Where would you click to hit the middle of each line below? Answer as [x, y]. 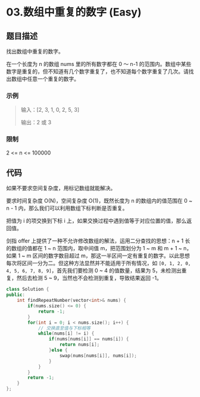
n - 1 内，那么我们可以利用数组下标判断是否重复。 [67, 208]
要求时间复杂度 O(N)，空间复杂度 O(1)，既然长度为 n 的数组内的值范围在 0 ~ [99, 201]
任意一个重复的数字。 [53, 79]
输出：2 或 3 [36, 122]
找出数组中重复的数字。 [35, 51]
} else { [58, 350]
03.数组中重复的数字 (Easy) [74, 12]
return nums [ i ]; [79, 345]
